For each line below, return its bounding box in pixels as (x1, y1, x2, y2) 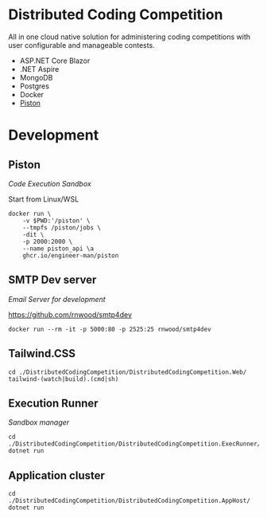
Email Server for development (8, 294, 106, 304)
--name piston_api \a (22, 245, 94, 253)
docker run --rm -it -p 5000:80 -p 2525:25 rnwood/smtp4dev (8, 325, 212, 333)
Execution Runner (8, 396, 99, 410)
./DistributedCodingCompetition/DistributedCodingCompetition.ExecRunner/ (8, 440, 261, 448)
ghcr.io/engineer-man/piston (22, 251, 119, 260)
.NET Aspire (19, 64, 60, 73)
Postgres (19, 81, 50, 91)
